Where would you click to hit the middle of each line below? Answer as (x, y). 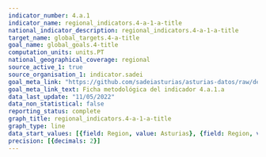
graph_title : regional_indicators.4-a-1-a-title (90, 119)
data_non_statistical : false (56, 104)
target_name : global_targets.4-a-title (74, 38)
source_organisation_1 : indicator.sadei (76, 75)
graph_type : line (37, 126)
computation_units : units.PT (56, 52)
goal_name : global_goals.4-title (63, 45)
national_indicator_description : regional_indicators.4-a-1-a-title (123, 30)
